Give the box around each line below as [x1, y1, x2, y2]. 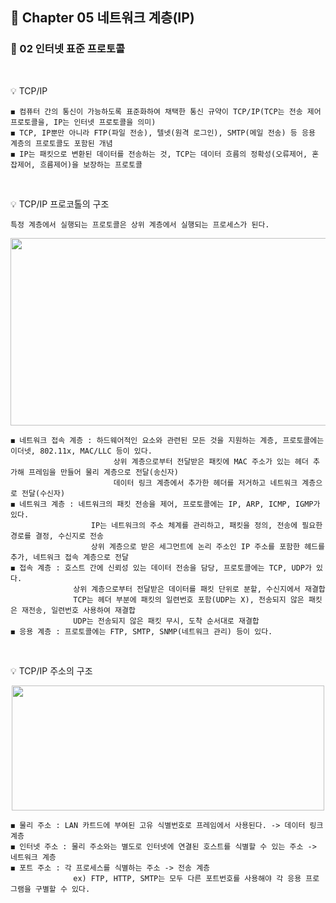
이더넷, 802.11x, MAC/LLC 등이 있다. [10, 446, 153, 456]
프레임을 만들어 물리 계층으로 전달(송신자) [28, 467, 179, 477]
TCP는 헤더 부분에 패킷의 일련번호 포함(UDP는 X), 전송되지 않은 [73, 594, 305, 605]
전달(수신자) [21, 488, 66, 498]
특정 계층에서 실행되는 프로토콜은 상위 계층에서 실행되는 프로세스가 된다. [10, 219, 270, 230]
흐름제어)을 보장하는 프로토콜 [39, 159, 143, 170]
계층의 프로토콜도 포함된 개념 [10, 138, 113, 148]
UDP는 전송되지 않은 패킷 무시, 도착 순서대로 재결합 [73, 616, 260, 626]
